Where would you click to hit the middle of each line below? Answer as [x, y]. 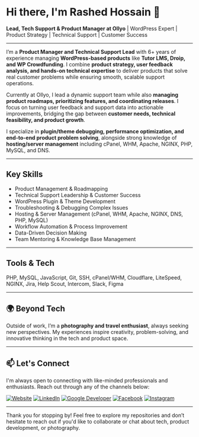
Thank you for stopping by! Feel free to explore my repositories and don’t [95, 415]
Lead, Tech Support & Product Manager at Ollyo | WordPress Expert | [92, 28]
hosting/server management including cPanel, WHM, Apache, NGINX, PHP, [99, 144]
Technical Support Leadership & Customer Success [78, 195]
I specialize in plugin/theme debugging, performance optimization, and [95, 131]
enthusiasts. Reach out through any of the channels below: [78, 387]
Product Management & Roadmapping [61, 188]
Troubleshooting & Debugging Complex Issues [71, 207]
